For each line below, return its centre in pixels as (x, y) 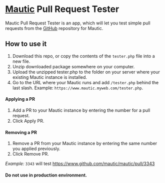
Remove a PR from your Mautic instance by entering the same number (85, 144)
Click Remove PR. (30, 154)
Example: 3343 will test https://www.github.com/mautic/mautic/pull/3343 (80, 164)
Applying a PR (20, 99)
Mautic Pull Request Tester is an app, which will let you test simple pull (78, 23)
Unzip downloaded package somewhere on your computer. (73, 66)
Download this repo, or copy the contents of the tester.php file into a (83, 56)
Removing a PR (21, 132)
